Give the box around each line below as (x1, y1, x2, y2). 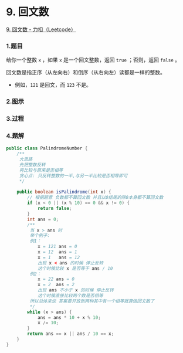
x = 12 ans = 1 (37, 249, 77, 255)
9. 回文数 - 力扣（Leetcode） (6, 26, 76, 33)
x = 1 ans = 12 (37, 254, 80, 260)
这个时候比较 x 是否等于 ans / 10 (37, 265, 113, 271)
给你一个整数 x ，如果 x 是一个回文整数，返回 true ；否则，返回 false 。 (6, 56, 181, 63)
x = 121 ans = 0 (37, 244, 77, 250)
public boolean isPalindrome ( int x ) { (16, 189, 111, 195)
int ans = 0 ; (27, 216, 59, 222)
